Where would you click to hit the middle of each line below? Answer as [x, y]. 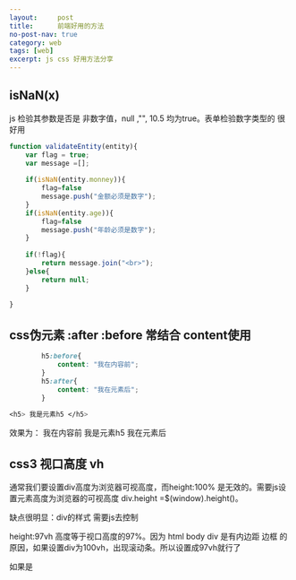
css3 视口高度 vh [57, 464]
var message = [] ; [58, 163]
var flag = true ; [58, 155]
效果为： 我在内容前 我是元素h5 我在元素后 [88, 433]
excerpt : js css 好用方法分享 [61, 59]
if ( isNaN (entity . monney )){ [76, 180]
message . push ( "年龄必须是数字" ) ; [99, 229]
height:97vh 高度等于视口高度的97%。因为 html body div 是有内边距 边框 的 [148, 536]
